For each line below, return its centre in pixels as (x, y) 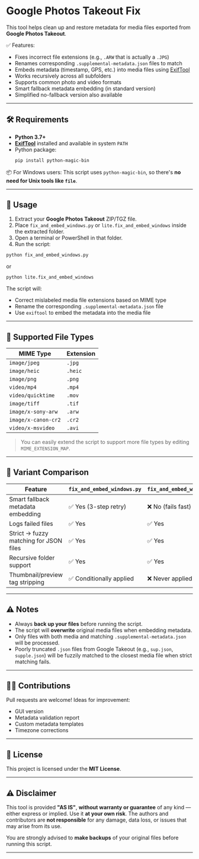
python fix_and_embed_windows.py (47, 255)
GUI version (29, 711)
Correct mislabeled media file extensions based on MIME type (91, 300)
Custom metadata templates (49, 724)
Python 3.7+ (30, 137)
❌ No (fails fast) (169, 506)
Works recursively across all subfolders (63, 76)
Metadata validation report (47, 718)
